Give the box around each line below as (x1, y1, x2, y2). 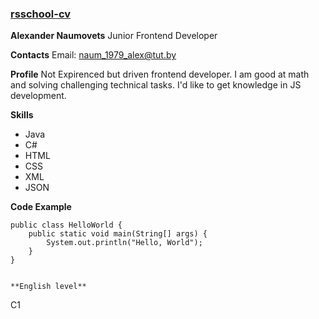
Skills (10, 109, 34, 121)
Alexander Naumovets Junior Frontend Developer (10, 30, 218, 42)
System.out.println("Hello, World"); (46, 238, 203, 248)
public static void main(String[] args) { (28, 229, 208, 239)
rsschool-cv (10, 7, 72, 21)
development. (10, 90, 67, 102)
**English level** (10, 282, 87, 292)
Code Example (10, 201, 72, 213)
